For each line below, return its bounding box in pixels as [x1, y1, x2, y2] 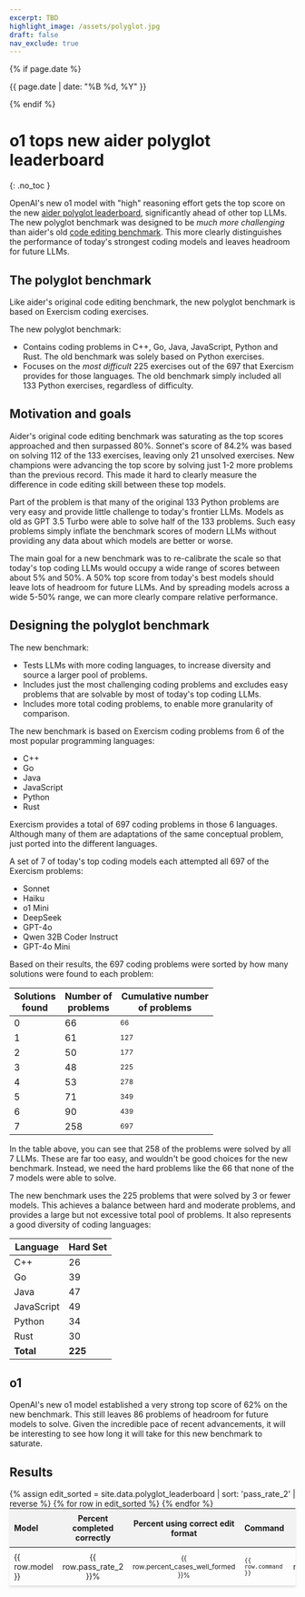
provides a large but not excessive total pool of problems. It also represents [9, 1209, 292, 1220]
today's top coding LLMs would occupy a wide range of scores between [9, 562, 280, 573]
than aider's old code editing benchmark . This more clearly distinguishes [9, 226, 282, 237]
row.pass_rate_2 [62, 1562, 124, 1572]
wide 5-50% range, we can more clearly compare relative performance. [9, 591, 279, 602]
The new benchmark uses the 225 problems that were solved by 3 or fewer [9, 1190, 291, 1200]
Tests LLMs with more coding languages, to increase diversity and [22, 659, 271, 670]
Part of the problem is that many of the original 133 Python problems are [9, 497, 280, 507]
